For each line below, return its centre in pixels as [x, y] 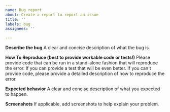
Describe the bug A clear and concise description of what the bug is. [78, 48]
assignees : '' [20, 29]
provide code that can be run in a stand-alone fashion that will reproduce [82, 63]
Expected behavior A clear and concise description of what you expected [83, 89]
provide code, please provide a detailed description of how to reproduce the [85, 73]
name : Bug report [24, 10]
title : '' [16, 19]
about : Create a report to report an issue [52, 15]
